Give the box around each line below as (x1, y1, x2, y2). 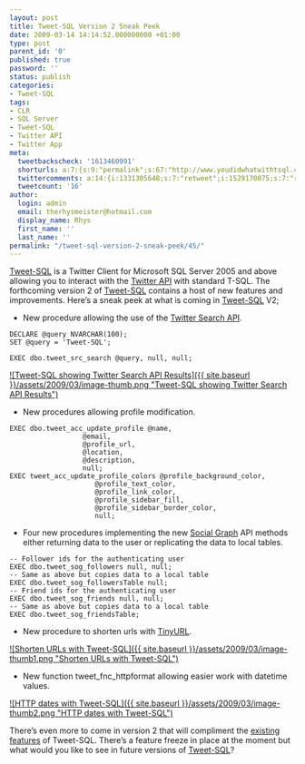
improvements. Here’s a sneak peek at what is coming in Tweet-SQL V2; (9, 295, 280, 306)
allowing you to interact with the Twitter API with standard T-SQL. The (9, 276, 271, 287)
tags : (9, 97, 30, 107)
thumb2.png (9, 708, 55, 719)
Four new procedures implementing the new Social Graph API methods (22, 527, 289, 538)
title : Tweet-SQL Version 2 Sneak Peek (9, 22, 161, 31)
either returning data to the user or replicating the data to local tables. (22, 537, 283, 548)
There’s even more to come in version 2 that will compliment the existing (9, 725, 280, 736)
